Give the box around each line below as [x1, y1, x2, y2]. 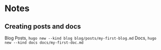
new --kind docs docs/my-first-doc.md [4, 40, 84, 45]
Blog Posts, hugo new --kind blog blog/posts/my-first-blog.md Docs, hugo [4, 35, 157, 41]
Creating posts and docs [4, 22, 81, 31]
